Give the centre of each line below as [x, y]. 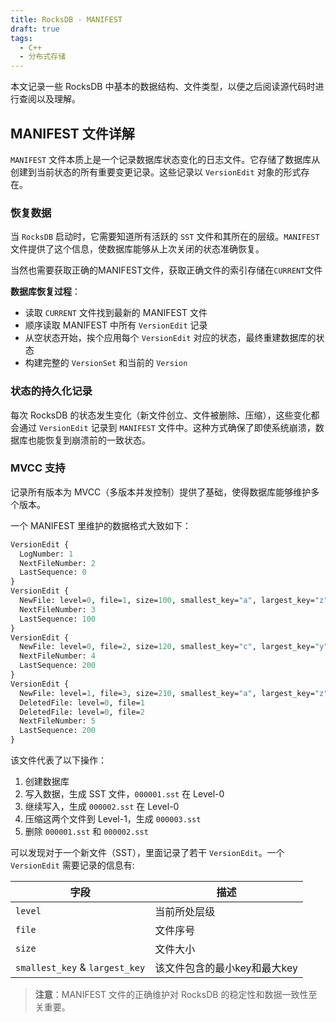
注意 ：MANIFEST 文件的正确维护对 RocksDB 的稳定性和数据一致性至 [176, 995]
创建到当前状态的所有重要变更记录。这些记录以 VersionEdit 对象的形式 [156, 172]
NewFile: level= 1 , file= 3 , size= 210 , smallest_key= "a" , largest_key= [167, 693]
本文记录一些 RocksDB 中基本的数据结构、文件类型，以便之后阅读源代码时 [163, 87]
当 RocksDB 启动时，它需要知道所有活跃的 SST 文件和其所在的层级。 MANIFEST [165, 237]
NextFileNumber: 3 [58, 609]
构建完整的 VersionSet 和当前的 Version [106, 363]
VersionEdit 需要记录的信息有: [72, 865]
